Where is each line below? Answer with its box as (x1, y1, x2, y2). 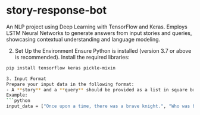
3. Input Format (6, 75, 46, 82)
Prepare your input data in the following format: (6, 81, 135, 87)
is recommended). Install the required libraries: (14, 53, 130, 60)
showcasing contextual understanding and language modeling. (6, 36, 161, 43)
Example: (6, 92, 28, 98)
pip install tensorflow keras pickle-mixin (6, 65, 116, 71)
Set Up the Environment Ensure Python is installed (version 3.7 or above (14, 47, 192, 54)
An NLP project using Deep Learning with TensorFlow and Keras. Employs (6, 23, 187, 30)
